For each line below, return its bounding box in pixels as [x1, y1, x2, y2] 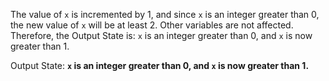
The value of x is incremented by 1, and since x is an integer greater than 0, [10, 9, 320, 20]
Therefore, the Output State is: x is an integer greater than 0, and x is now [10, 30, 313, 41]
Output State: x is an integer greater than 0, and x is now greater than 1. [10, 60, 310, 71]
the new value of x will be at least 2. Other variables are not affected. [10, 19, 294, 31]
